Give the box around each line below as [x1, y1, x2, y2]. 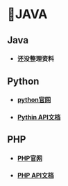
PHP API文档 [17, 171, 54, 180]
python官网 [17, 96, 51, 104]
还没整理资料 [17, 55, 54, 63]
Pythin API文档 [17, 113, 61, 121]
